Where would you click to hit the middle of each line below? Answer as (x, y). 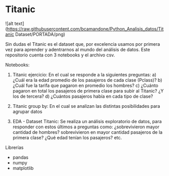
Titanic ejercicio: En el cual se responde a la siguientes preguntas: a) (84, 74)
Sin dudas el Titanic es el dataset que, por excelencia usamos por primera (83, 44)
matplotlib (23, 168)
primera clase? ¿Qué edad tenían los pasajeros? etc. (67, 137)
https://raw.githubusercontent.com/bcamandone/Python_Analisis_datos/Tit (85, 28)
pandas (21, 157)
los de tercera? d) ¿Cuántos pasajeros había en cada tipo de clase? (83, 96)
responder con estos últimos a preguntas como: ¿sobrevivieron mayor (86, 127)
